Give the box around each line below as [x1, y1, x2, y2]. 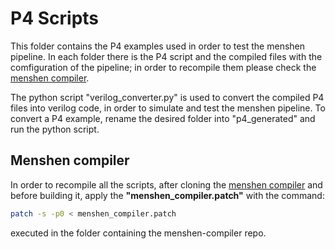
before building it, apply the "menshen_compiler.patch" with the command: [10, 189, 325, 201]
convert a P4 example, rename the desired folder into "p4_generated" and [10, 112, 316, 124]
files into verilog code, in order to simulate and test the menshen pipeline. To [10, 102, 326, 114]
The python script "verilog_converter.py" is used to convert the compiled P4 [10, 91, 325, 103]
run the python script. [10, 123, 100, 135]
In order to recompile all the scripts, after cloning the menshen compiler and [10, 178, 323, 191]
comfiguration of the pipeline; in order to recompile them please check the [10, 61, 317, 73]
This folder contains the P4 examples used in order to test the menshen [10, 40, 306, 52]
